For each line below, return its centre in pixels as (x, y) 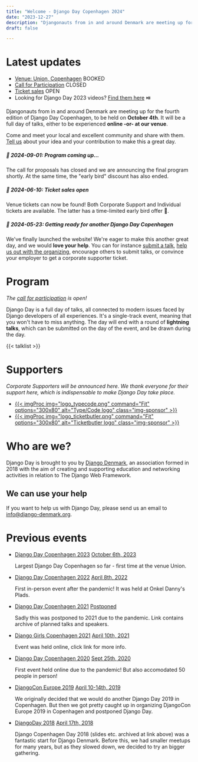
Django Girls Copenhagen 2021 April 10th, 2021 (72, 635)
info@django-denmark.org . (39, 514)
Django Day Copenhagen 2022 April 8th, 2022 (71, 577)
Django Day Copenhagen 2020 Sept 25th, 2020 (72, 658)
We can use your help (47, 494)
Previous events (47, 538)
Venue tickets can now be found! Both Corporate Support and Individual (93, 204)
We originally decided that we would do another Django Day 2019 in (97, 698)
